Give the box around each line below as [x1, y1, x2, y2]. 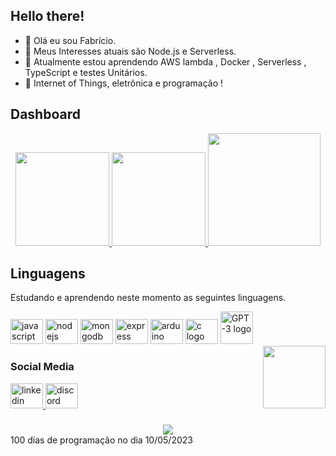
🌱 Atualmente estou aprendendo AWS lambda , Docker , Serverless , [24, 55, 307, 68]
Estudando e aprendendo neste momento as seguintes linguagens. [10, 292, 287, 304]
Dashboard [10, 106, 81, 123]
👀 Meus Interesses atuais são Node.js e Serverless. [24, 45, 237, 57]
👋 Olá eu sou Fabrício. [24, 34, 117, 46]
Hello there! [10, 8, 85, 25]
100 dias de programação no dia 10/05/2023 [10, 434, 193, 446]
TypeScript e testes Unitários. [24, 66, 148, 78]
